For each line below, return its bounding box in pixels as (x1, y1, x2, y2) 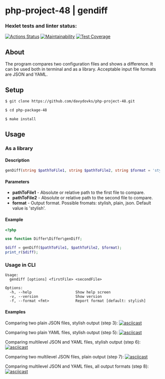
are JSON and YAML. (5, 71, 48, 77)
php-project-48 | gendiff (5, 5, 108, 16)
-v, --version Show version (9, 294, 102, 299)
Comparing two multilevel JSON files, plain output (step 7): (5, 353, 124, 359)
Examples (5, 309, 26, 315)
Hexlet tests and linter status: (5, 23, 77, 30)
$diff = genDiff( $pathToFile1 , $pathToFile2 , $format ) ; (5, 245, 122, 251)
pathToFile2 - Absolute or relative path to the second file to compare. (12, 195, 153, 201)
